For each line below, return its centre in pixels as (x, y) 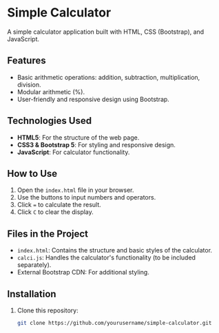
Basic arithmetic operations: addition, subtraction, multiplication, (108, 77)
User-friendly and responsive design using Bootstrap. (93, 99)
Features (27, 61)
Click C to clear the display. (55, 212)
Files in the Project (48, 234)
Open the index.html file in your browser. (75, 190)
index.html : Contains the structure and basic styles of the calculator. (114, 250)
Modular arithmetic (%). (51, 92)
